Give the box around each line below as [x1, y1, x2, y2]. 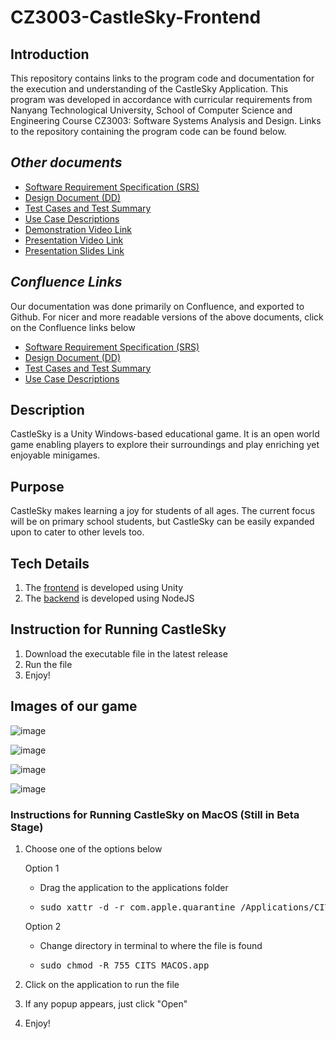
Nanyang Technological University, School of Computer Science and [10, 104, 293, 116]
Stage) [10, 820, 44, 834]
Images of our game [10, 698, 138, 715]
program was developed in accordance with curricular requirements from [10, 94, 313, 105]
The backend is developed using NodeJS [24, 592, 195, 605]
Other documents [10, 154, 123, 171]
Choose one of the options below [24, 842, 163, 855]
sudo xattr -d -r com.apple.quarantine [39, 901, 236, 913]
